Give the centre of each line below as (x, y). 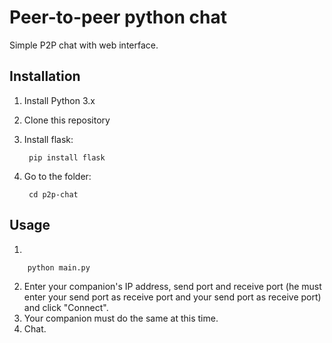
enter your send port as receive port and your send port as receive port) (172, 297)
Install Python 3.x (59, 100)
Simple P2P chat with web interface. (84, 45)
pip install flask (67, 157)
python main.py (59, 267)
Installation (45, 76)
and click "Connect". (66, 307)
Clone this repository (67, 120)
